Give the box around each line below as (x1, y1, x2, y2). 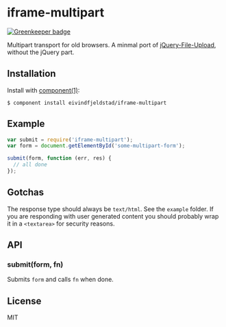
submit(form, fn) (7, 260, 64, 269)
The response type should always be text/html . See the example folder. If (7, 204, 214, 213)
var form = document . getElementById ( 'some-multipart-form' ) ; (7, 143, 186, 149)
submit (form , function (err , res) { (7, 155, 112, 162)
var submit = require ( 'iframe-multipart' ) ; (7, 136, 134, 143)
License (7, 295, 42, 306)
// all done (13, 161, 48, 169)
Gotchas (7, 186, 45, 198)
